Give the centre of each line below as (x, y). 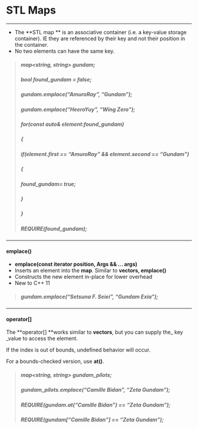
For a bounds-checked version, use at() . (55, 362)
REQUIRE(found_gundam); (54, 229)
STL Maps (31, 10)
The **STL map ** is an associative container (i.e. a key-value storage (100, 32)
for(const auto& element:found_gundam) (72, 124)
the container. (32, 44)
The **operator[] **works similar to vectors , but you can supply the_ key (95, 332)
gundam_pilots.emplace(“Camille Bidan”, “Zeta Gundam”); (95, 390)
